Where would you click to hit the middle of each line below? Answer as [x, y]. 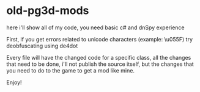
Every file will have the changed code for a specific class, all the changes [99, 57]
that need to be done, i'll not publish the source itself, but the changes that [100, 64]
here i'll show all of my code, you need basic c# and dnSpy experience [95, 27]
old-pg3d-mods [48, 11]
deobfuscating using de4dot [42, 46]
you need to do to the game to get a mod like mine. [70, 70]
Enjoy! [14, 82]
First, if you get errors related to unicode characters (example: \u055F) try [100, 39]
